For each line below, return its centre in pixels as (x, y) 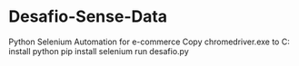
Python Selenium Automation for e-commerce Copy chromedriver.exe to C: (149, 42)
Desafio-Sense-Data (88, 17)
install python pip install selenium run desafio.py (99, 51)
